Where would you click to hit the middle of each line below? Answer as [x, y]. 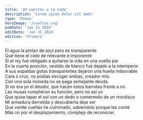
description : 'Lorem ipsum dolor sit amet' [50, 14]
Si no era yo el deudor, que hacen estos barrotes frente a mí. [66, 86]
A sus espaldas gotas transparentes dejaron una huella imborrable [71, 71]
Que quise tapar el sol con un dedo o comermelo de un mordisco [70, 97]
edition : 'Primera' [25, 37]
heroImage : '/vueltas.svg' [32, 23]
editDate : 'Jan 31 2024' [30, 32]
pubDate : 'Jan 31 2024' [29, 28]
